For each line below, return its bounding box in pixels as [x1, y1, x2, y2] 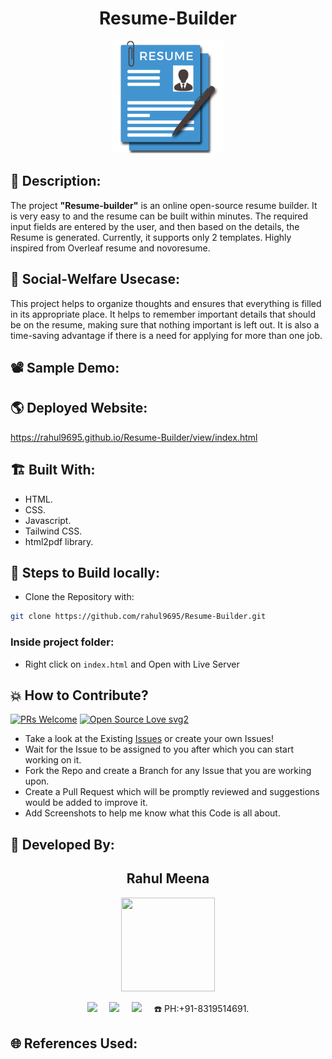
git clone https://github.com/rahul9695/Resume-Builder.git [10, 612, 267, 622]
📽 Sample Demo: [10, 359, 120, 376]
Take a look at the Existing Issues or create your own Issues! [24, 733, 275, 745]
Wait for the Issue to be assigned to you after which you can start [24, 743, 294, 756]
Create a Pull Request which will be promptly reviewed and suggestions [24, 786, 320, 798]
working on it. [24, 754, 82, 766]
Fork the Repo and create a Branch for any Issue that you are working [24, 765, 312, 777]
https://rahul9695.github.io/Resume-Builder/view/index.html [10, 431, 258, 443]
